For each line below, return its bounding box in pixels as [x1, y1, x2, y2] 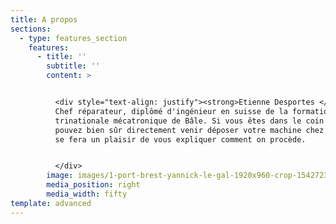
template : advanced [10, 198, 92, 208]
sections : [10, 24, 52, 34]
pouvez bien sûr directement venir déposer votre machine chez [54, 125, 325, 135]
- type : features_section [19, 33, 128, 43]
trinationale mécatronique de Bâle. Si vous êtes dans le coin [54, 116, 325, 126]
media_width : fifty [46, 189, 128, 199]
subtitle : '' [46, 61, 101, 71]
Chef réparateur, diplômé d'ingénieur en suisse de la [54, 106, 288, 116]
